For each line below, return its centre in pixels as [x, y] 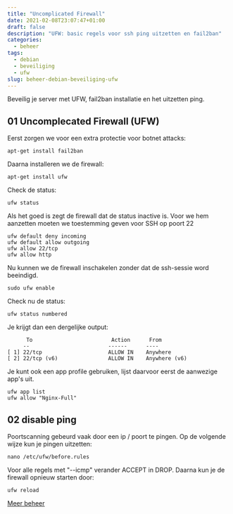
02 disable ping [42, 419]
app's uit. [21, 379]
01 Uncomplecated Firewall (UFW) [83, 121]
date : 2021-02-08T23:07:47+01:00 [56, 20]
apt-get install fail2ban [45, 151]
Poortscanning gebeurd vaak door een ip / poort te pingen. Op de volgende [117, 436]
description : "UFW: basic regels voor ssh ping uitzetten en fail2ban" [114, 33]
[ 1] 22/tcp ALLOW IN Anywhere [89, 352]
